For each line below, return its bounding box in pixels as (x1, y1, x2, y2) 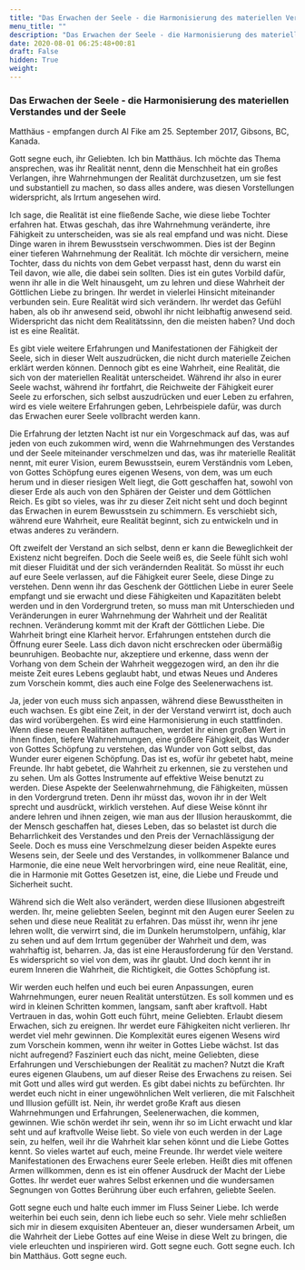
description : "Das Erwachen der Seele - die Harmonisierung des (9, 30, 258, 39)
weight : (9, 65, 39, 74)
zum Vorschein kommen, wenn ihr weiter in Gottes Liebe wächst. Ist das (9, 1040, 280, 1051)
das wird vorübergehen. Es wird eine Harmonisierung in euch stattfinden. (9, 715, 283, 725)
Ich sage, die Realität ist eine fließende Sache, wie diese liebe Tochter (9, 210, 271, 221)
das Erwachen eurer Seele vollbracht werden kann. (9, 411, 201, 422)
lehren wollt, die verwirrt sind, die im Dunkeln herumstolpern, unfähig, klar (9, 925, 287, 936)
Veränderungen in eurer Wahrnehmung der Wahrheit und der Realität (9, 610, 268, 621)
